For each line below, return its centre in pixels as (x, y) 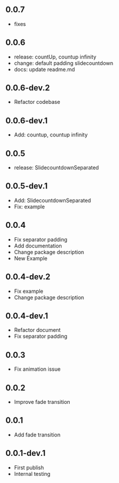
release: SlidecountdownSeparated (56, 168)
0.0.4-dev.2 (28, 277)
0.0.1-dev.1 (25, 453)
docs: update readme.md (45, 69)
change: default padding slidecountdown (64, 63)
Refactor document (37, 330)
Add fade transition (37, 435)
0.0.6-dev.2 (28, 88)
